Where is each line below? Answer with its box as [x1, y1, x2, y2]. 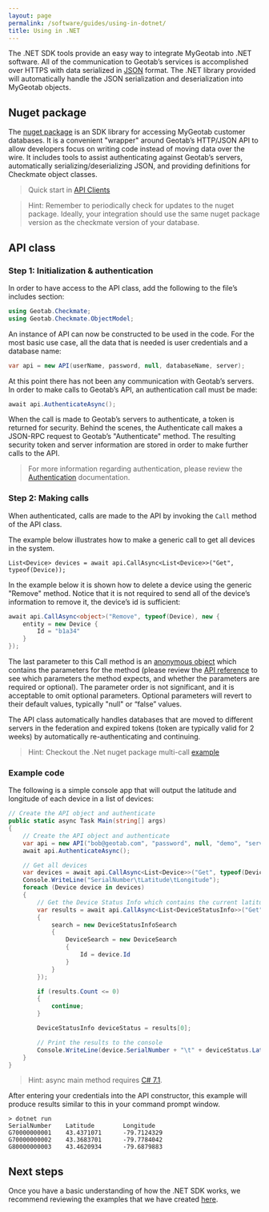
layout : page [8, 11, 52, 20]
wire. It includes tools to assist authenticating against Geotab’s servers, [8, 153, 243, 163]
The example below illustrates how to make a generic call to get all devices [8, 534, 255, 545]
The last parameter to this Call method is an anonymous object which [8, 657, 237, 666]
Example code [8, 767, 65, 778]
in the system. [8, 543, 55, 553]
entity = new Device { [22, 620, 98, 628]
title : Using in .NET [8, 26, 81, 34]
